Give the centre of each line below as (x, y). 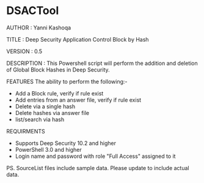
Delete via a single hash (45, 106)
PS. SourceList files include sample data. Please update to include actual (98, 168)
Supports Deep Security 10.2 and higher (65, 143)
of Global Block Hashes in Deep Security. (58, 69)
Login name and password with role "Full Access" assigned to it (95, 156)
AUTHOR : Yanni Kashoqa (39, 28)
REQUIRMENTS (26, 131)
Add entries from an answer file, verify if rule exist (78, 100)
